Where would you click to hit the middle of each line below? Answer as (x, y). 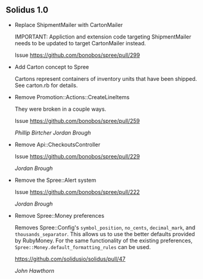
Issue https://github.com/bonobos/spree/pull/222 (77, 192)
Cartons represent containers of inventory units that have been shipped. (106, 78)
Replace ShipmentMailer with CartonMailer (69, 24)
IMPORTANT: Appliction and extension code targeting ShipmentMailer (103, 37)
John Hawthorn (34, 270)
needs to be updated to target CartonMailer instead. (80, 43)
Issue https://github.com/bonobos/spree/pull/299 (77, 55)
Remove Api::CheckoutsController (57, 144)
